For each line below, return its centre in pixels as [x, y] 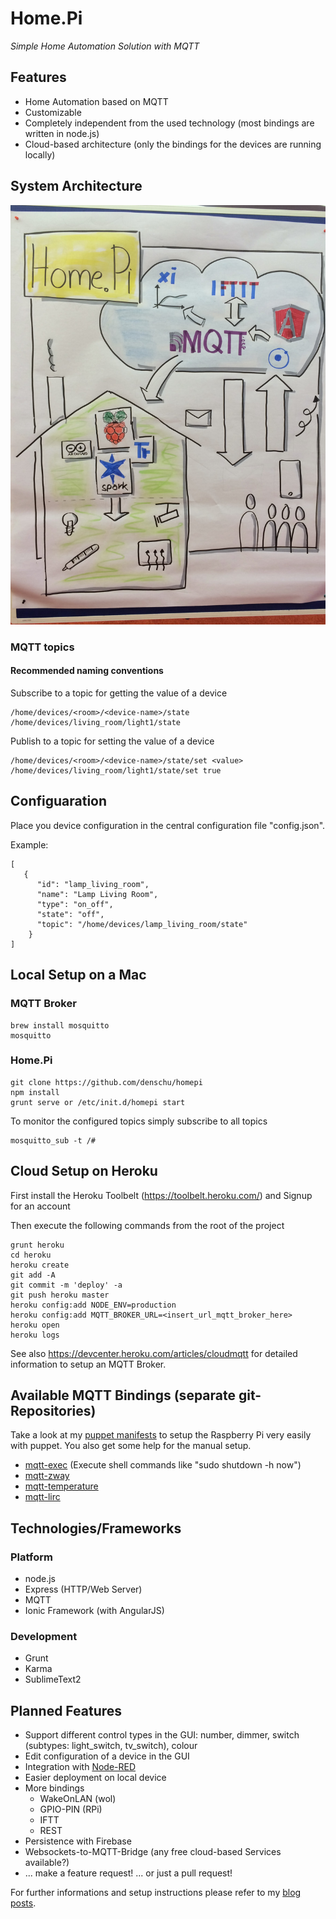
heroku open [35, 1325]
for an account [40, 1206]
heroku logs [35, 1335]
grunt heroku [37, 1245]
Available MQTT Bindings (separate [123, 1395]
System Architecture [76, 186]
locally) [40, 154]
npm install [35, 1092]
